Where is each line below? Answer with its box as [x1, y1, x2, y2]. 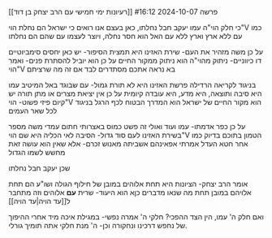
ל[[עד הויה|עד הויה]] [8, 197, 71, 206]
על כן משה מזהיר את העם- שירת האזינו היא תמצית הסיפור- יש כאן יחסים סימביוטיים [8, 47, 264, 56]
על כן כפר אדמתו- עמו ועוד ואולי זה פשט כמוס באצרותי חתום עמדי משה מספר [8, 122, 246, 131]
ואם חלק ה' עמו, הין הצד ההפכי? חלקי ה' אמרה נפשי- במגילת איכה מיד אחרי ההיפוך [8, 212, 264, 222]
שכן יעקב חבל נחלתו [8, 163, 71, 173]
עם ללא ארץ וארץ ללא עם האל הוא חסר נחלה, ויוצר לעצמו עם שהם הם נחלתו [8, 32, 243, 41]
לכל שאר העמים [8, 106, 58, 115]
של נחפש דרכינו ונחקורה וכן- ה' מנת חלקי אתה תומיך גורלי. [8, 221, 188, 230]
